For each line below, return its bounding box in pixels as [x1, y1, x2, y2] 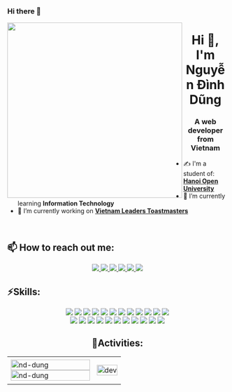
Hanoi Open [183, 177, 219, 185]
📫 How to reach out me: [7, 241, 115, 253]
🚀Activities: [92, 337, 143, 349]
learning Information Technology [17, 199, 115, 208]
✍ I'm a [183, 159, 207, 168]
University [183, 184, 215, 193]
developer [187, 126, 224, 135]
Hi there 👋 [7, 6, 42, 16]
